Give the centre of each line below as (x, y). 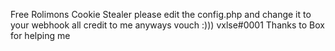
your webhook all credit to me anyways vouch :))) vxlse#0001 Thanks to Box (167, 25)
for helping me (40, 35)
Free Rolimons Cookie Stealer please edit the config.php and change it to (161, 14)
